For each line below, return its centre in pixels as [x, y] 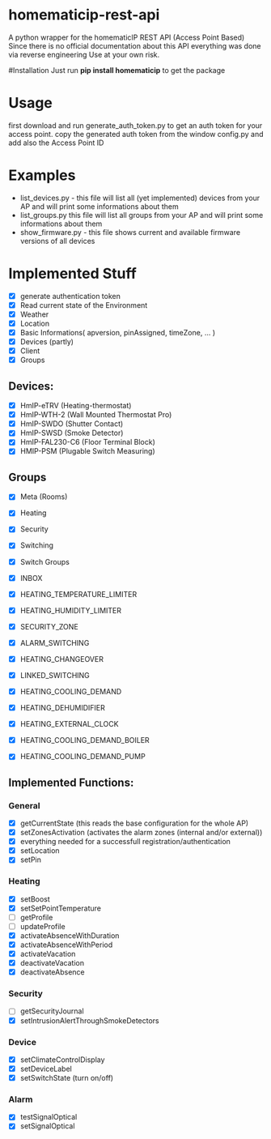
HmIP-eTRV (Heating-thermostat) [76, 406]
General [24, 805]
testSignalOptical [49, 1117]
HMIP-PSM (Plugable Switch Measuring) [87, 451]
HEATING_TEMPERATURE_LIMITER [78, 594]
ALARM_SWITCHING [55, 642]
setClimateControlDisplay [62, 1060]
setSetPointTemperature [60, 908]
